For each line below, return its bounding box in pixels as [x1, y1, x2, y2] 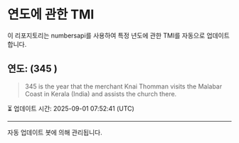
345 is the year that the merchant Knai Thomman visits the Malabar [24, 82, 223, 91]
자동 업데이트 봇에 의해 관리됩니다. [7, 128, 102, 137]
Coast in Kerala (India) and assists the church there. [24, 89, 177, 98]
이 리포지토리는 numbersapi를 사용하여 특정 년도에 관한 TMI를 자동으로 [7, 31, 206, 40]
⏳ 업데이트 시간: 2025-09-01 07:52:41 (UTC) [7, 104, 135, 113]
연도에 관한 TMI [7, 6, 95, 23]
